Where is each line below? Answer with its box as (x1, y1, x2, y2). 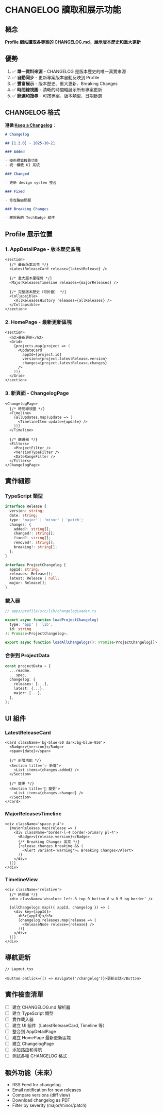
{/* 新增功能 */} (9, 758, 42, 763)
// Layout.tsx (5, 966, 34, 972)
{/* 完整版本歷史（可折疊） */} (9, 290, 67, 294)
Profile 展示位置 (5, 230, 52, 238)
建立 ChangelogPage (12, 1041, 54, 1046)
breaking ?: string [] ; (14, 545, 57, 549)
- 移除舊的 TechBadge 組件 (5, 215, 55, 220)
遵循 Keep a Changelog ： (5, 122, 57, 128)
